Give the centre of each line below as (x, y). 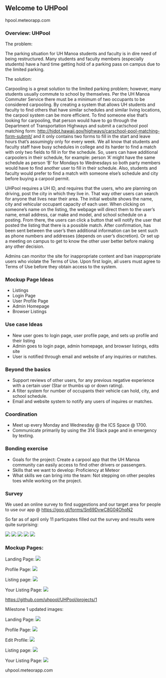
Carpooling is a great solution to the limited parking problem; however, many (83, 89)
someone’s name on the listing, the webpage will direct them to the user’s (80, 210)
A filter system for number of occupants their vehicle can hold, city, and (86, 391)
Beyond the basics (28, 369)
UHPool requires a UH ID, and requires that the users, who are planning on (81, 188)
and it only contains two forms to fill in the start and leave (92, 136)
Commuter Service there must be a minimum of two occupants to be (75, 100)
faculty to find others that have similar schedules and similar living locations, (83, 110)
